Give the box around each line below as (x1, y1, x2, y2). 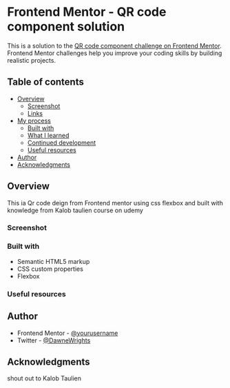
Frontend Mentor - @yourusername (17, 329, 118, 337)
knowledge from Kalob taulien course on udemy (7, 206, 143, 214)
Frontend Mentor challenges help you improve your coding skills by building (7, 49, 222, 57)
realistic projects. (7, 56, 56, 64)
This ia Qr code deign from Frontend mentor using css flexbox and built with (7, 198, 224, 207)
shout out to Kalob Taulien (7, 374, 81, 382)
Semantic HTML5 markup (17, 257, 90, 265)
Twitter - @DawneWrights (17, 336, 91, 345)
